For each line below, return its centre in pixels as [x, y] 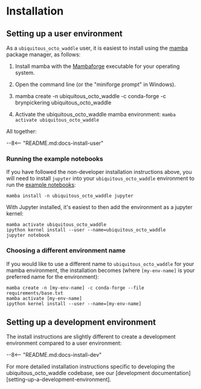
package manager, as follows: [43, 55]
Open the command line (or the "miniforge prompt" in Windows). [95, 84]
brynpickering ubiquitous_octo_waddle [63, 102]
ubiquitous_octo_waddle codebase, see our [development [78, 373]
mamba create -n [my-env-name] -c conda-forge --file [75, 288]
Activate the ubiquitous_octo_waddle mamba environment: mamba [95, 114]
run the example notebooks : [41, 185]
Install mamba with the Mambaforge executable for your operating [97, 66]
